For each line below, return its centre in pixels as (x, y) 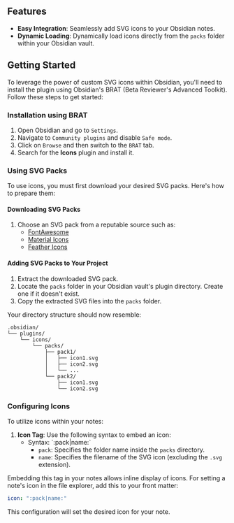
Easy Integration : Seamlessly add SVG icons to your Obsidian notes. (116, 28)
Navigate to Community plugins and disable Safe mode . (95, 137)
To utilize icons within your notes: (55, 421)
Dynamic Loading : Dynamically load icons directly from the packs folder (121, 36)
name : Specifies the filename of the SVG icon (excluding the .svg (130, 457)
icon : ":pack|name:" (37, 498)
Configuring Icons (39, 406)
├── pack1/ (60, 352)
